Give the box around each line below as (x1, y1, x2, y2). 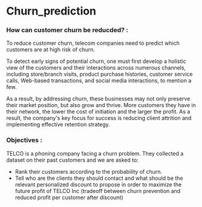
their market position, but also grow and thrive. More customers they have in (6, 102, 196, 109)
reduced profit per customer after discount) (14, 194, 124, 201)
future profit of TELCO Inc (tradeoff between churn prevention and (14, 187, 181, 194)
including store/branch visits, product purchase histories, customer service (6, 71, 193, 78)
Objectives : (6, 136, 42, 145)
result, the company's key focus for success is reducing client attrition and (6, 114, 192, 122)
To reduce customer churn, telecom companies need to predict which (6, 39, 180, 47)
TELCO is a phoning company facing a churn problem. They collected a (6, 149, 184, 157)
